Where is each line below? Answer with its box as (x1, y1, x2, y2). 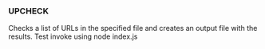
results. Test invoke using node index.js (8, 32, 138, 41)
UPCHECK (8, 6, 49, 17)
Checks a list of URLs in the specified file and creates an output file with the (8, 24, 258, 33)
